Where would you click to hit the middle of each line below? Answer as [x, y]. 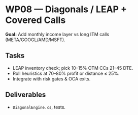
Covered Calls [36, 20]
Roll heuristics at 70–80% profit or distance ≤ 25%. [66, 73]
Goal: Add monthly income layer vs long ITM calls [57, 34]
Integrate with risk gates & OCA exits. [51, 79]
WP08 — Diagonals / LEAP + [66, 9]
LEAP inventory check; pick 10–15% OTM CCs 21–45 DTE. [73, 68]
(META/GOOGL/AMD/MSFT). [35, 40]
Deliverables [26, 95]
